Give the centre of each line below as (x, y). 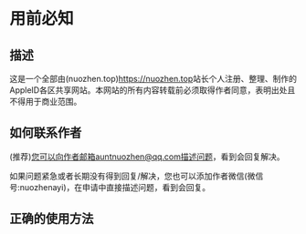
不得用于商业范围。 (46, 102)
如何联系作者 (46, 133)
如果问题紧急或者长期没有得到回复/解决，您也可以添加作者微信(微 (132, 176)
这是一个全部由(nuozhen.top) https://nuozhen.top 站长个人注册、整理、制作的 (153, 79)
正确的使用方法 (52, 219)
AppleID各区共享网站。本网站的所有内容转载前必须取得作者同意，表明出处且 (153, 90)
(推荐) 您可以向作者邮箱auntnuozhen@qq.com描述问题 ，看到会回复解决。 (147, 157)
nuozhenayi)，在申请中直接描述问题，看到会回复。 (115, 187)
